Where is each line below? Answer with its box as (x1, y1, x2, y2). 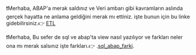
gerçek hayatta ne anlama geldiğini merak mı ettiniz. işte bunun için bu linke (6, 13, 190, 20)
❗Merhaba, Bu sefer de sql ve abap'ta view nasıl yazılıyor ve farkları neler (6, 34, 183, 40)
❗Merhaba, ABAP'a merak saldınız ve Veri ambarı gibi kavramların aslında (6, 5, 183, 12)
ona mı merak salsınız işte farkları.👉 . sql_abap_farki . (6, 43, 135, 49)
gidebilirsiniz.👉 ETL (6, 20, 56, 26)
